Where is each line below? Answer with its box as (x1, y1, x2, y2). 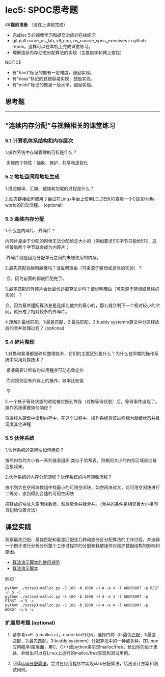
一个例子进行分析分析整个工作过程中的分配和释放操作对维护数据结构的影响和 (5, 543, 160, 549)
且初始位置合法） (5, 507, 40, 513)
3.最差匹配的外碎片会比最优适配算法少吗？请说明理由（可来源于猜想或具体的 (5, 286, 160, 292)
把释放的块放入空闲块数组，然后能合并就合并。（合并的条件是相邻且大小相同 (5, 501, 158, 507)
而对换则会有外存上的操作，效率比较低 (6, 378, 84, 383)
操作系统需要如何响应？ (5, 405, 53, 410)
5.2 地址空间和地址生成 (5, 173, 60, 180)
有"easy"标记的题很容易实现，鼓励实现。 (12, 76, 95, 81)
